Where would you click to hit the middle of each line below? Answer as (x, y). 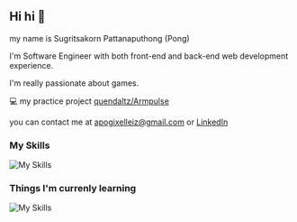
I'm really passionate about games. (74, 83)
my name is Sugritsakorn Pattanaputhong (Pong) (100, 38)
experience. (31, 65)
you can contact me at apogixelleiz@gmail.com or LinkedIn (119, 122)
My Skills (30, 145)
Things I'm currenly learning (73, 189)
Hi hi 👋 (27, 17)
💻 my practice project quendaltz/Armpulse (89, 101)
